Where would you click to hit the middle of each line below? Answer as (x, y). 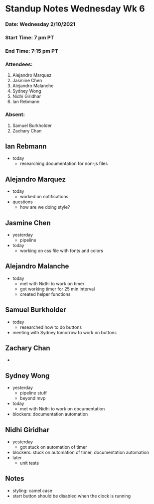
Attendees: (19, 64)
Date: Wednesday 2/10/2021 (40, 24)
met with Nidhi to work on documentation (62, 409)
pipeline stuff (33, 393)
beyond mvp (33, 398)
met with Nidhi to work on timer (52, 283)
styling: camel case (32, 491)
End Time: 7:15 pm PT (32, 51)
